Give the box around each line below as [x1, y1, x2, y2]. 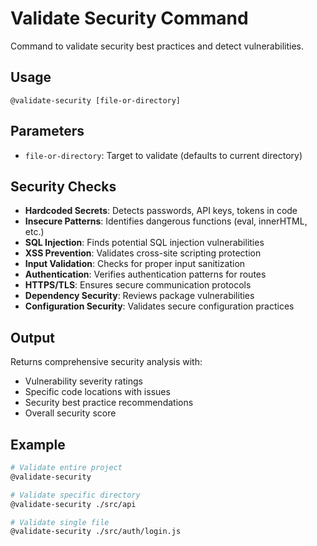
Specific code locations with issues [24, 386, 171, 398]
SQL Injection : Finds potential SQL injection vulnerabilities [24, 237, 265, 249]
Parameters [10, 123, 85, 140]
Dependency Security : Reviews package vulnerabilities [24, 290, 255, 302]
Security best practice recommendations [24, 397, 194, 409]
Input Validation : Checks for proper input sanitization [24, 258, 246, 270]
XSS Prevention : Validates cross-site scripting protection [24, 247, 262, 259]
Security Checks [10, 178, 117, 195]
